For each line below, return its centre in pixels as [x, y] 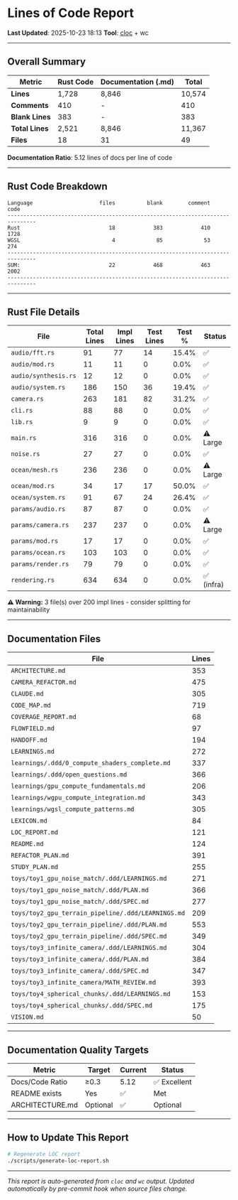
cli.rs [22, 411]
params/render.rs [40, 564]
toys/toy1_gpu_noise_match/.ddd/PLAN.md [80, 890]
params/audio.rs [38, 509]
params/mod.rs [35, 541]
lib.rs [22, 422]
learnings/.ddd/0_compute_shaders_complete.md [91, 763]
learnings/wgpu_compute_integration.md [78, 798]
